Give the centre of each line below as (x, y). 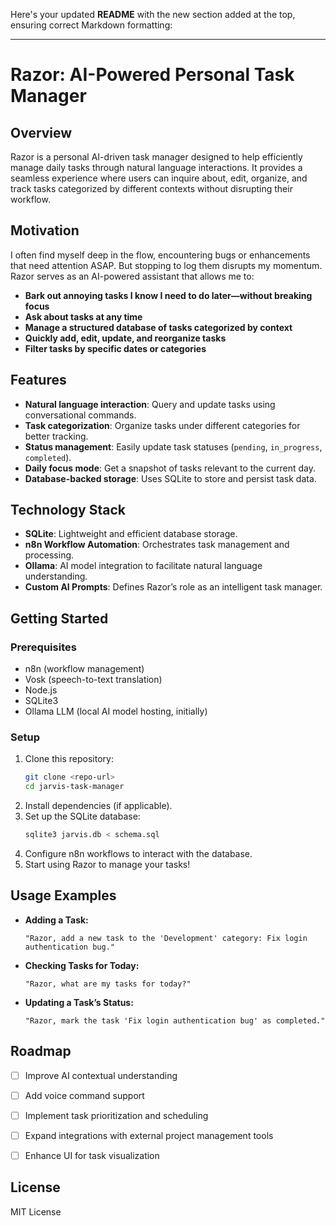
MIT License (36, 1211)
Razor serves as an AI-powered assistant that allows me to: (132, 276)
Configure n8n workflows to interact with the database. (138, 854)
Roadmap (41, 1051)
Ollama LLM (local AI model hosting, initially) (116, 711)
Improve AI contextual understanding (101, 1075)
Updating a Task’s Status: (79, 1002)
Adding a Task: (56, 920)
